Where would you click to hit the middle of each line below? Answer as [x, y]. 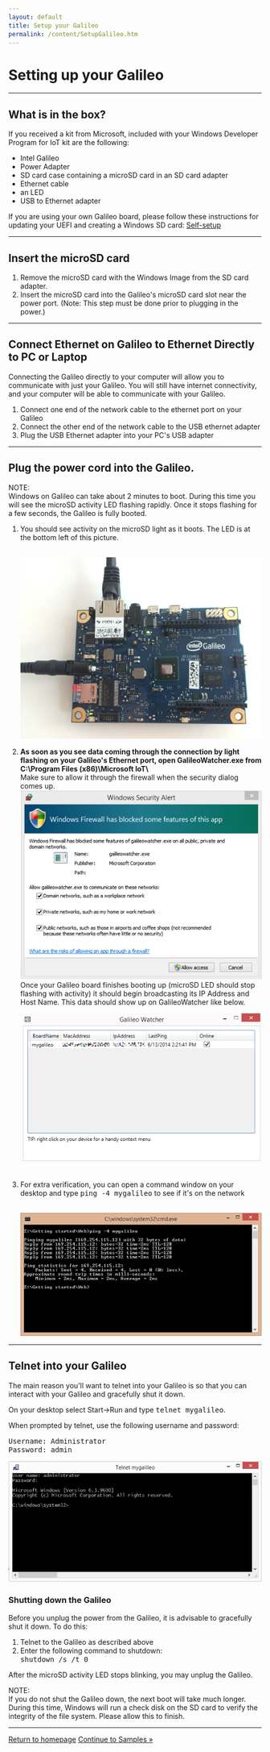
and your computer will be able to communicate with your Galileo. [117, 393]
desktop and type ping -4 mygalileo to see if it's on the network [132, 1193]
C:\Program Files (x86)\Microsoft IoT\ [84, 768]
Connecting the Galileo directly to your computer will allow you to [117, 377]
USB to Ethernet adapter [60, 201]
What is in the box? [57, 114]
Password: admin [40, 1450]
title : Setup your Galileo [53, 25]
